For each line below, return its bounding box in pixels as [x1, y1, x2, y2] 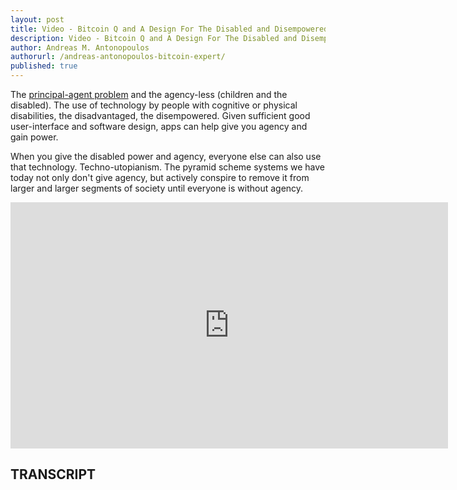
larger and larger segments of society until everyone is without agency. [10, 182, 304, 194]
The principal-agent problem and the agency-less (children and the [10, 89, 288, 100]
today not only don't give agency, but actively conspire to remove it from [10, 172, 310, 183]
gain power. [10, 131, 59, 143]
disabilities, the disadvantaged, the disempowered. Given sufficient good [10, 110, 311, 121]
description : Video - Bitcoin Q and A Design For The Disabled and [10, 33, 298, 43]
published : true [10, 61, 78, 71]
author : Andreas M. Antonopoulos [10, 42, 150, 53]
